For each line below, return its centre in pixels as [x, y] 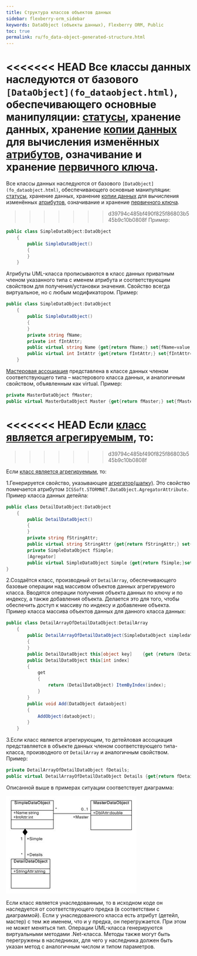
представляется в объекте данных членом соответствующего [84, 746]
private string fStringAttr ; [63, 538]
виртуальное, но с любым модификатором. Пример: [72, 293]
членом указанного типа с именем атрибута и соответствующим [88, 280]
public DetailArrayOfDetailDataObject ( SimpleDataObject [97, 636]
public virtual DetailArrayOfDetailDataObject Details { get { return [90, 776]
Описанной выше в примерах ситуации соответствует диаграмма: [90, 787]
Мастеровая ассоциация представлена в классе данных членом [87, 371]
